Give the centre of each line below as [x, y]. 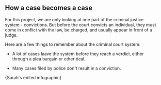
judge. [11, 35]
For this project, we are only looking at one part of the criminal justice [74, 19]
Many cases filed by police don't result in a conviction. [66, 68]
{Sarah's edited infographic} [33, 77]
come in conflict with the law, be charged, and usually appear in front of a [79, 30]
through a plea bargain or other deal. [49, 59]
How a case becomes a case [49, 8]
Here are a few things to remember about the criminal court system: [73, 44]
